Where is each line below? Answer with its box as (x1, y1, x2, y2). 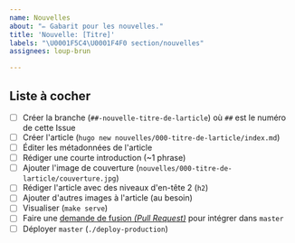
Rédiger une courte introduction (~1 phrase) (22, 153, 186, 164)
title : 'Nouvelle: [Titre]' (9, 30, 116, 39)
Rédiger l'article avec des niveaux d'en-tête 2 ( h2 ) (22, 182, 209, 193)
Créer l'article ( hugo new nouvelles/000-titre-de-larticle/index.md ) (22, 132, 281, 143)
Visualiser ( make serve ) (22, 202, 109, 213)
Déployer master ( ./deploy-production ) (22, 223, 169, 234)
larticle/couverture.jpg (22, 174, 117, 183)
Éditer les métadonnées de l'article (22, 142, 153, 154)
